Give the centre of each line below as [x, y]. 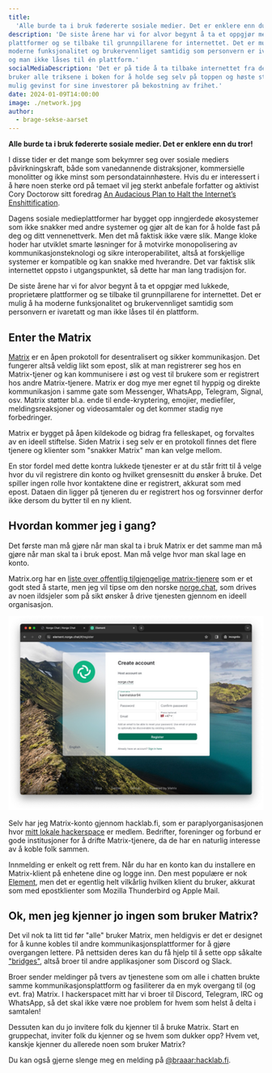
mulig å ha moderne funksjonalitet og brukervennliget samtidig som [121, 304]
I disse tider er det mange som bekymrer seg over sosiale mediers [119, 160]
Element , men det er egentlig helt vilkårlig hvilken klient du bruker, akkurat [132, 881]
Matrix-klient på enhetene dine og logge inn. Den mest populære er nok [128, 873]
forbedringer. [30, 417]
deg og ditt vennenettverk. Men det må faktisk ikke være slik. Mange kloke [133, 236]
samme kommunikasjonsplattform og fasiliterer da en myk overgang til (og [132, 985]
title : [19, 17]
